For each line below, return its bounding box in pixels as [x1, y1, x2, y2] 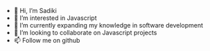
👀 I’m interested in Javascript [13, 14, 97, 22]
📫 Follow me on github [13, 37, 80, 44]
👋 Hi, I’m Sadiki [13, 7, 57, 14]
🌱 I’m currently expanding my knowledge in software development [13, 21, 203, 29]
